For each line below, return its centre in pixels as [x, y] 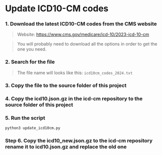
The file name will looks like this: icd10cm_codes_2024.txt [75, 73]
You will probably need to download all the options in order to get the [87, 44]
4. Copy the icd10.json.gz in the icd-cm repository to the [74, 99]
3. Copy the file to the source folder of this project [66, 85]
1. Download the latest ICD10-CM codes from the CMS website [81, 24]
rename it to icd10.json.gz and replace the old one [66, 147]
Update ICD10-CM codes [57, 9]
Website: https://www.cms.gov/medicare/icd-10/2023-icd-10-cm [83, 34]
